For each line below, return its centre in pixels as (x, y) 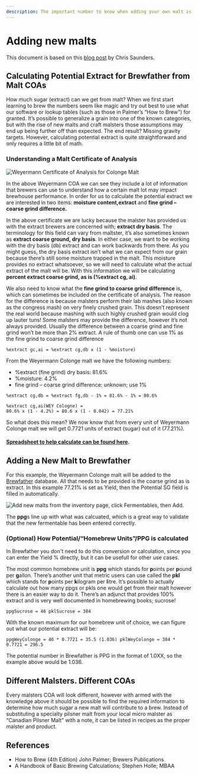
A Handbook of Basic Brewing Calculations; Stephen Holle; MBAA (95, 766)
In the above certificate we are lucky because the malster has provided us (96, 220)
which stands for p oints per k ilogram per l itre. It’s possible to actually (90, 582)
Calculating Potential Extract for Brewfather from (98, 76)
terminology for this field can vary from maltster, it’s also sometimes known (98, 232)
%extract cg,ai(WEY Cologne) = (45, 406)
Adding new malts (51, 41)
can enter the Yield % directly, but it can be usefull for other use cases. (92, 557)
